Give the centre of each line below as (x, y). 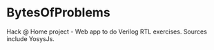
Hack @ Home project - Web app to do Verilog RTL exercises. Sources (107, 32)
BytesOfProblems (59, 13)
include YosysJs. (30, 38)
